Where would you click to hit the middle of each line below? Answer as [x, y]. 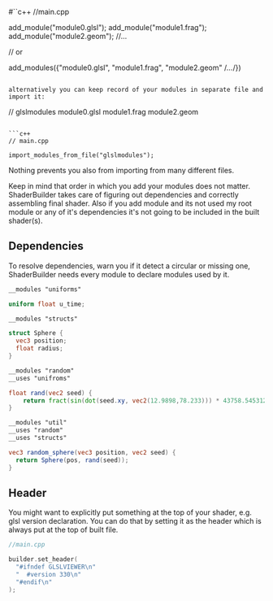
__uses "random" [36, 430]
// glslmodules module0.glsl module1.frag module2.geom [104, 112]
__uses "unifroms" [39, 378]
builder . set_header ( [43, 560]
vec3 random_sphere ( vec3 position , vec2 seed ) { [92, 452]
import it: [27, 97]
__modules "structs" [43, 319]
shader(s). [26, 220]
